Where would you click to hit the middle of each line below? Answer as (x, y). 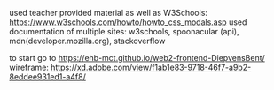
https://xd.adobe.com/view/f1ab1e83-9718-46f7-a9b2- (151, 67)
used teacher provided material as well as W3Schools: (109, 13)
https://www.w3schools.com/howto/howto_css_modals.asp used (128, 22)
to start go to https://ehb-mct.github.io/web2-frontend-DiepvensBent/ (137, 58)
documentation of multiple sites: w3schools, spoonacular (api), (124, 31)
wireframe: (29, 67)
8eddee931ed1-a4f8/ (47, 77)
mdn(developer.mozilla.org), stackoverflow (87, 41)
